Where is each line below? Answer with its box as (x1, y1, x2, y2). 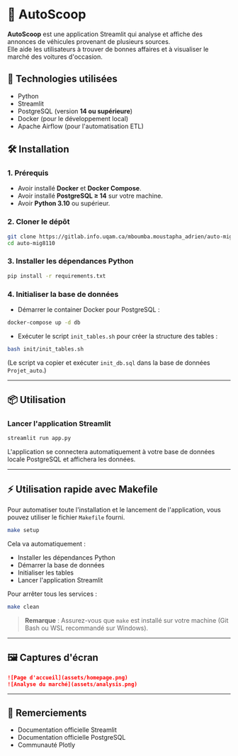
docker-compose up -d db (7, 319, 81, 326)
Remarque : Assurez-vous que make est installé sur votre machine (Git (24, 616, 229, 624)
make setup (7, 527, 40, 534)
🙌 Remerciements (7, 706, 87, 718)
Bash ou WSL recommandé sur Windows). (24, 624, 149, 632)
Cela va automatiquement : (7, 539, 86, 548)
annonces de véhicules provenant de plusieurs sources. (7, 37, 171, 45)
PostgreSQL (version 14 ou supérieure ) (17, 106, 133, 115)
